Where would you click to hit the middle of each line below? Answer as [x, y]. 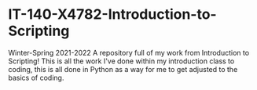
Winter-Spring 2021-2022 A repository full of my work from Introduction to [129, 52]
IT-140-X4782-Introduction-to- [113, 14]
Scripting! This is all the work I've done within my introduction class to [121, 61]
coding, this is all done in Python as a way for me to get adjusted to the [123, 69]
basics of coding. [36, 77]
